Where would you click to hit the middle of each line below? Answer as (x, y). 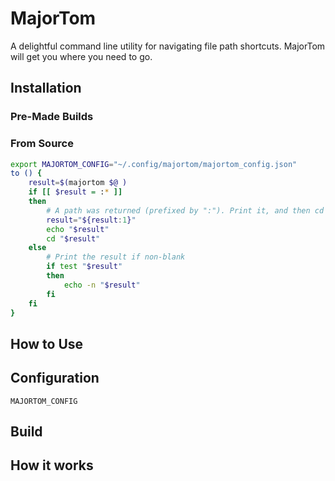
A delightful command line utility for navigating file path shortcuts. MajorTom (168, 46)
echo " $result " (78, 229)
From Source (42, 144)
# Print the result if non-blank (116, 257)
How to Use (47, 343)
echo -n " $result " (102, 285)
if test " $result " (84, 267)
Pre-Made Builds (52, 117)
